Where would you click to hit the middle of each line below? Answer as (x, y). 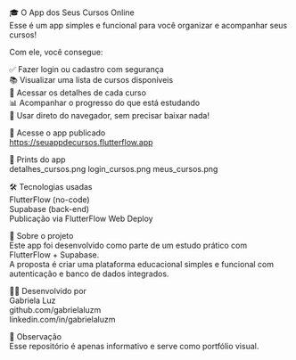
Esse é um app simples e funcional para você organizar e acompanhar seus (148, 25)
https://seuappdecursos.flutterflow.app (81, 142)
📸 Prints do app (37, 160)
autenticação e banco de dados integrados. (89, 274)
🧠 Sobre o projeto (41, 236)
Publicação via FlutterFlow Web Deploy (81, 218)
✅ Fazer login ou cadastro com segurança (87, 69)
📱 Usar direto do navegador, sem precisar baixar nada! (109, 115)
